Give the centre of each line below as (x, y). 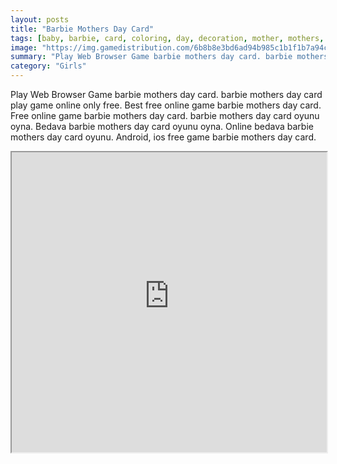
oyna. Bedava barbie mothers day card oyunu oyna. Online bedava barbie (162, 126)
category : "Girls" (48, 66)
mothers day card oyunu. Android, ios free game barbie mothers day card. (163, 137)
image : (24, 47)
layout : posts (40, 19)
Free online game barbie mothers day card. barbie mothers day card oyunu (165, 115)
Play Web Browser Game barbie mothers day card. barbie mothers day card (166, 94)
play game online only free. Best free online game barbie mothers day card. (166, 105)
